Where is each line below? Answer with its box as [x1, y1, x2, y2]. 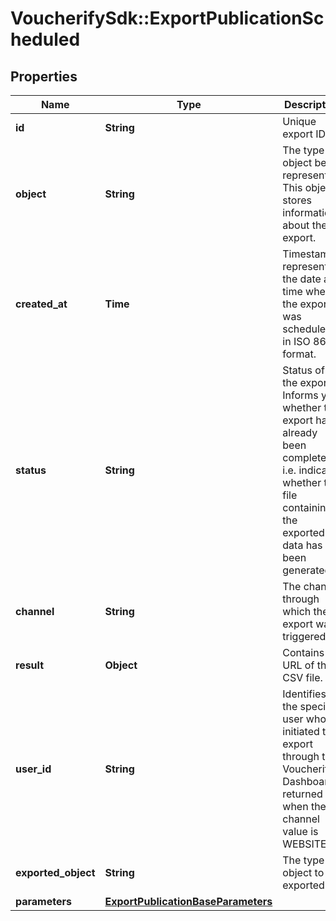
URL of [282, 658, 315, 672]
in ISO [282, 335, 311, 348]
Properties [10, 68, 78, 85]
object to [282, 866, 325, 879]
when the [282, 800, 327, 813]
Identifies [282, 687, 327, 701]
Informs [282, 388, 319, 402]
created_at [15, 297, 68, 311]
